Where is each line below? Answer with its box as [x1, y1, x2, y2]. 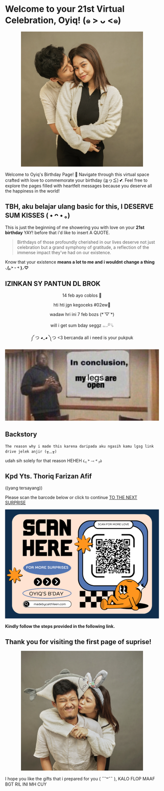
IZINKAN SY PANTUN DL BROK [5, 279, 101, 288]
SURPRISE [5, 500, 26, 505]
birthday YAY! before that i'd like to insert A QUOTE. [5, 230, 110, 236]
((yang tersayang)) [5, 485, 43, 491]
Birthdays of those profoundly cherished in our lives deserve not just [17, 239, 155, 245]
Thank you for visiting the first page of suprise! [5, 638, 152, 646]
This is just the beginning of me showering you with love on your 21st [5, 224, 145, 231]
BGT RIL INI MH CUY [5, 781, 47, 787]
